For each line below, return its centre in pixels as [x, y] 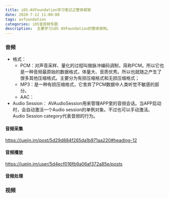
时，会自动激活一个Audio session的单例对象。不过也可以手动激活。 [82, 110]
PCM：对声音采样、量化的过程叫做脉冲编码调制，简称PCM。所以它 [90, 66]
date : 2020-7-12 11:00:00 [32, 15]
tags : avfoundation [26, 19]
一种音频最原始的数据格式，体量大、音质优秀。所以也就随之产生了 [93, 72]
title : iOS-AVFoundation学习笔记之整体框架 [48, 10]
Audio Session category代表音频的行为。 [55, 116]
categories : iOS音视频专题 [32, 24]
